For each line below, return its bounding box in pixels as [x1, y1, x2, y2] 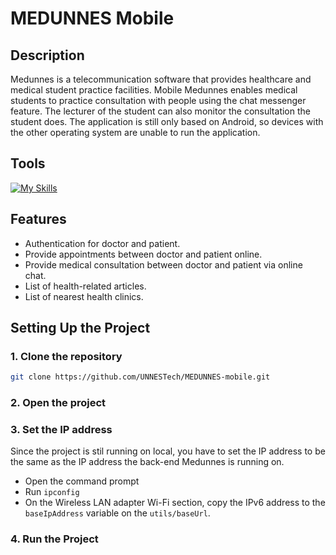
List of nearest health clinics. [24, 290, 144, 302]
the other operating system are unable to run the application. [10, 127, 261, 138]
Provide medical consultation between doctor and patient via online [24, 258, 303, 271]
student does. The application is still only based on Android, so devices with [10, 116, 324, 127]
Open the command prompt [24, 475, 140, 487]
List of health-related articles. [24, 280, 147, 292]
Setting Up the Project [10, 320, 151, 337]
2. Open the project [10, 396, 107, 410]
